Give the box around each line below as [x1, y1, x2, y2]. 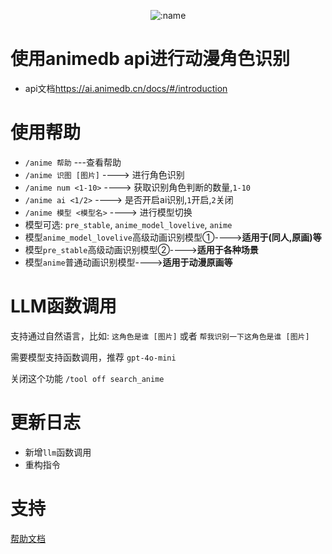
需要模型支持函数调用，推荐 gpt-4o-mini [10, 351, 177, 363]
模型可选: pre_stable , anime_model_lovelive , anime [24, 218, 233, 230]
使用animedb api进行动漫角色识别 [10, 48, 290, 70]
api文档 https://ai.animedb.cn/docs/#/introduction [24, 82, 228, 94]
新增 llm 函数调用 [24, 446, 92, 458]
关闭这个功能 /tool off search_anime [10, 372, 165, 384]
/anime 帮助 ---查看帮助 [24, 156, 122, 168]
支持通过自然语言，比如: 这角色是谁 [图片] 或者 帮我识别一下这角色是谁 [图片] [10, 330, 310, 342]
